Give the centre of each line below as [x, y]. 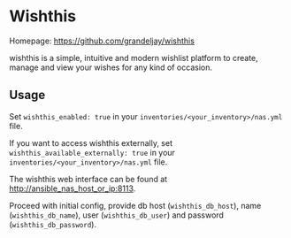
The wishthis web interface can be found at [88, 179]
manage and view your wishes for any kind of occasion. [111, 67]
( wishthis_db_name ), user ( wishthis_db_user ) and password [116, 215]
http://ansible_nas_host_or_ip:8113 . [73, 188]
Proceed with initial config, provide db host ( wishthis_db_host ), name [135, 205]
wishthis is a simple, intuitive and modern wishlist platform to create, [134, 58]
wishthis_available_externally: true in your [92, 152]
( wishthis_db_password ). [53, 224]
